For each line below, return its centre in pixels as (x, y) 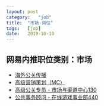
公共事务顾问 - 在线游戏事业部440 (56, 97)
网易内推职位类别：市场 (49, 59)
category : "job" (29, 17)
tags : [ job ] (24, 28)
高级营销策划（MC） (40, 82)
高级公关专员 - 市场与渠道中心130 (56, 89)
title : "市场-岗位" (30, 23)
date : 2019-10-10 (30, 34)
